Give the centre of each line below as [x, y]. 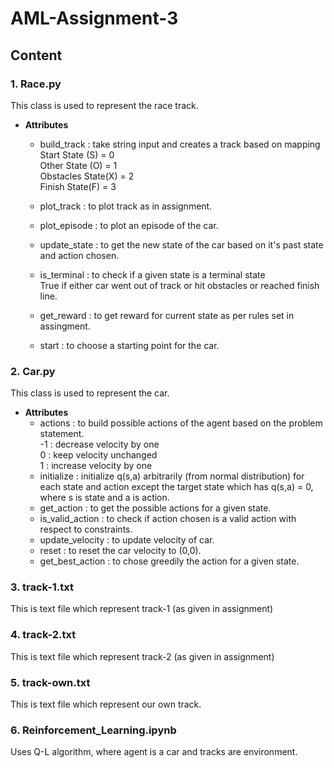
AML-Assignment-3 [94, 18]
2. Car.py [33, 371]
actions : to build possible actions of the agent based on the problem [181, 423]
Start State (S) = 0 [77, 154]
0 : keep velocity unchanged [98, 455]
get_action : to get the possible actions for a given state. [155, 508]
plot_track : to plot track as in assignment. [126, 206]
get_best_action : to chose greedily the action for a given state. [169, 561]
